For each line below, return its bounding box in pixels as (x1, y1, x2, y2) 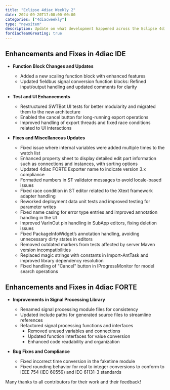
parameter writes (20, 204, 56, 210)
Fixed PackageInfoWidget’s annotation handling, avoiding (20, 230, 140, 237)
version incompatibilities (20, 247, 71, 253)
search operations (20, 268, 58, 274)
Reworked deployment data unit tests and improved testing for (20, 198, 150, 204)
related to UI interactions (20, 125, 72, 131)
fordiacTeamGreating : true (5, 31, 62, 36)
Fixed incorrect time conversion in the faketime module (20, 358, 136, 364)
